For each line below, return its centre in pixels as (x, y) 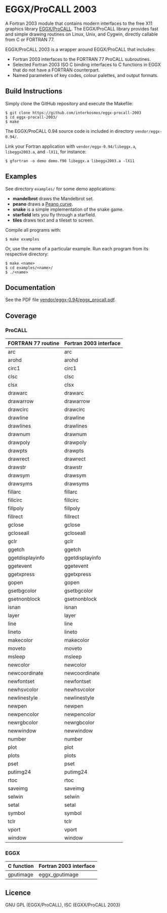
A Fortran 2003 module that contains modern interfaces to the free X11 (79, 23)
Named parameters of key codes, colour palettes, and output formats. (85, 75)
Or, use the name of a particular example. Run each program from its (77, 248)
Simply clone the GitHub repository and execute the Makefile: (69, 103)
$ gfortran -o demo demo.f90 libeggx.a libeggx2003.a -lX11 (70, 161)
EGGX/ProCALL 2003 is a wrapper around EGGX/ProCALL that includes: (80, 49)
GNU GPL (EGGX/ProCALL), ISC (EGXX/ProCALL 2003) (63, 905)
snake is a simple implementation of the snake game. (68, 209)
